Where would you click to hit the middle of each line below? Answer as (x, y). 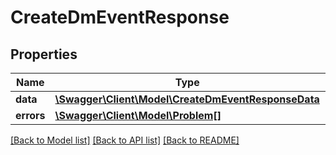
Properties (44, 54)
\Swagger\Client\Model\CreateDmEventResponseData (187, 99)
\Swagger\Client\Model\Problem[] (138, 115)
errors (30, 115)
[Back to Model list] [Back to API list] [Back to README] (125, 140)
